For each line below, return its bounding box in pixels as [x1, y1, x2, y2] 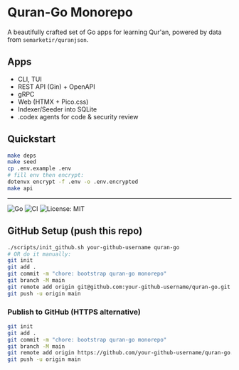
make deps [7, 152, 37, 159]
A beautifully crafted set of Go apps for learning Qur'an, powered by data [7, 28, 222, 36]
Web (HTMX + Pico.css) [17, 97, 89, 106]
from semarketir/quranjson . [7, 35, 89, 43]
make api [7, 185, 33, 192]
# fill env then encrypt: [7, 172, 84, 179]
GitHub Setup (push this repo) [7, 225, 143, 237]
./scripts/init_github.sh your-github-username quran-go [7, 244, 180, 251]
